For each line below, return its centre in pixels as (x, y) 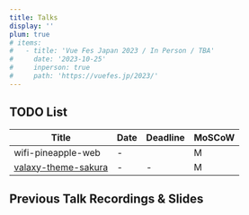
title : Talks (34, 17)
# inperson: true (50, 68)
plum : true (30, 34)
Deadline (166, 137)
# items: (26, 43)
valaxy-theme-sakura (61, 167)
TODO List (38, 112)
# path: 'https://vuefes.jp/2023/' (84, 76)
